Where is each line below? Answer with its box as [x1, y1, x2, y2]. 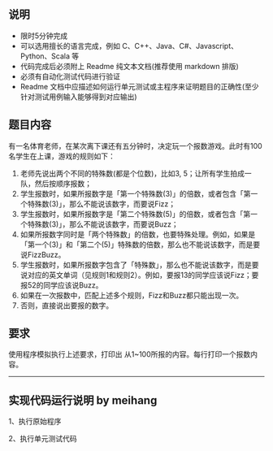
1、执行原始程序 [8, 417, 62, 427]
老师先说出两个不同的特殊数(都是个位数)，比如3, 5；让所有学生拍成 [19, 168, 245, 178]
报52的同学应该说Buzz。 [19, 280, 103, 290]
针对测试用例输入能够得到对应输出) [19, 92, 137, 102]
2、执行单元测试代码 [8, 434, 77, 444]
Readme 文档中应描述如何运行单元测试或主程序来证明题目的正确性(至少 [19, 81, 259, 91]
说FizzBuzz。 [19, 249, 66, 259]
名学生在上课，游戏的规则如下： [8, 151, 115, 161]
